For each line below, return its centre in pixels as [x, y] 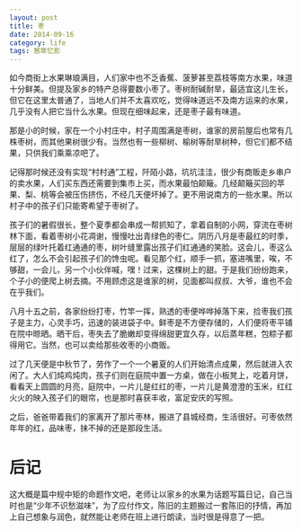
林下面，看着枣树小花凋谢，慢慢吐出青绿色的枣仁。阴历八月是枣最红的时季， [151, 236]
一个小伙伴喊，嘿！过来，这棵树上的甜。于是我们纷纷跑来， [182, 269]
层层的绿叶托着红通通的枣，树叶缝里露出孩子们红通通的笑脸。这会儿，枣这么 [151, 247]
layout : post [34, 18]
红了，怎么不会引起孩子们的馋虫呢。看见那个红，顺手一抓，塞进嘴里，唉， [147, 259]
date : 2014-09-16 [42, 34]
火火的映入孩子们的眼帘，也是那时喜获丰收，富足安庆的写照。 [124, 398]
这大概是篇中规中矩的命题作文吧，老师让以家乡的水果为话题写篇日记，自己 [147, 494]
